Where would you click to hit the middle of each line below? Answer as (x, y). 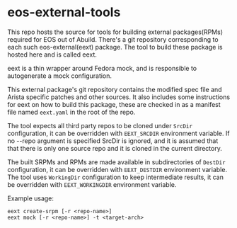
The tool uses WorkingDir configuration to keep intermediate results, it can (116, 177)
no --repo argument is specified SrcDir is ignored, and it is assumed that (113, 141)
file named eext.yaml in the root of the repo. (71, 112)
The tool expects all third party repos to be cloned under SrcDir (100, 125)
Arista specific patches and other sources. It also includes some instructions (119, 97)
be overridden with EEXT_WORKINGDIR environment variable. (92, 184)
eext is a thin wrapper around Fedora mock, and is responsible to (102, 68)
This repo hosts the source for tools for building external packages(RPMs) (115, 32)
